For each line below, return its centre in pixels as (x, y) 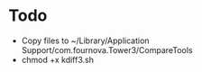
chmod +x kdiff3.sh (57, 59)
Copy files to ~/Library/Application (85, 40)
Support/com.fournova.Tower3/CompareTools (107, 49)
